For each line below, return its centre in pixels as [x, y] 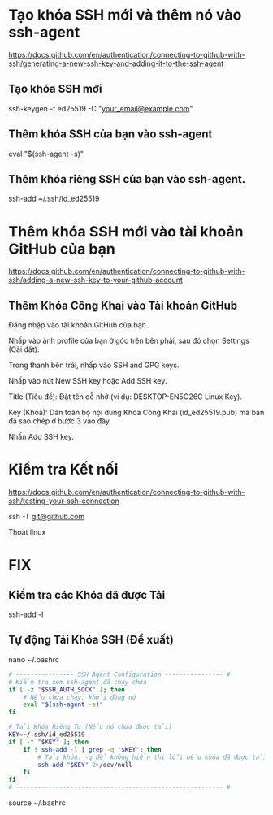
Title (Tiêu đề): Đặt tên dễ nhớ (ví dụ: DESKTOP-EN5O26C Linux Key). [125, 397]
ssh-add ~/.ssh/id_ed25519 [54, 199]
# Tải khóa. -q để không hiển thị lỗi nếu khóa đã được [143, 757]
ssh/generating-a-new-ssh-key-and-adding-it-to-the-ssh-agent [116, 63]
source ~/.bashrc [37, 803]
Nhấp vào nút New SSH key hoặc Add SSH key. [88, 381]
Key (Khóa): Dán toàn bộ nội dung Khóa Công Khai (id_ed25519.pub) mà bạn [136, 413]
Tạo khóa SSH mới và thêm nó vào [125, 15]
